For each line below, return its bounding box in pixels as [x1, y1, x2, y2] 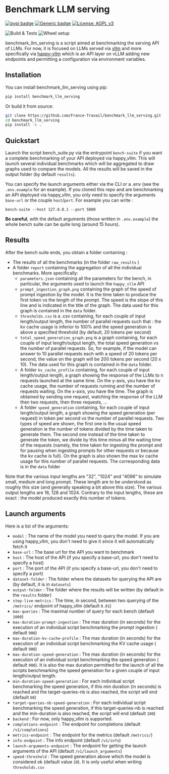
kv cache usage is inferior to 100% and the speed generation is [20, 323, 152, 330]
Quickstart [5, 136, 40, 145]
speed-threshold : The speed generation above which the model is [12, 753, 151, 759]
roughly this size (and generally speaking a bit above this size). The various [5, 484, 162, 490]
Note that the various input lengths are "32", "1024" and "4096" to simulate [5, 473, 161, 479]
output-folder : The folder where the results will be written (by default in [12, 586, 164, 593]
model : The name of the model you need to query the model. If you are [12, 533, 160, 539]
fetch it [12, 543, 28, 550]
